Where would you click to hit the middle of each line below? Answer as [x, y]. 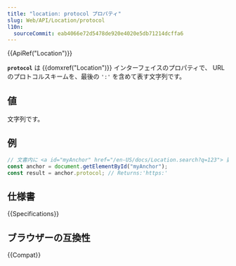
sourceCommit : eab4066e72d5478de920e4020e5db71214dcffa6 [99, 33]
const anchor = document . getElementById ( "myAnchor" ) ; [88, 166]
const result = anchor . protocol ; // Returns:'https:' [88, 173]
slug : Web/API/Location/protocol [56, 20]
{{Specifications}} [33, 214]
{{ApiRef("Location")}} [40, 53]
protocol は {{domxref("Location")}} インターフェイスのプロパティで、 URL [116, 68]
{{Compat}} [24, 255]
